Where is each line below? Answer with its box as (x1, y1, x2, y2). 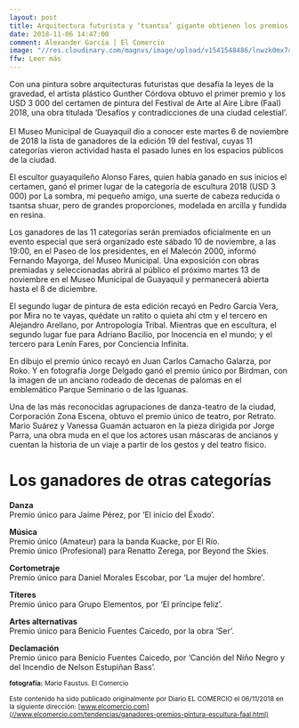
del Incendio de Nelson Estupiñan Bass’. (9, 661, 156, 672)
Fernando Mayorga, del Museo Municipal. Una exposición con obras (9, 255, 260, 265)
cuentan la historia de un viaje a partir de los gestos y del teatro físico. (9, 440, 267, 449)
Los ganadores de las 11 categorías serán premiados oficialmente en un (9, 227, 271, 237)
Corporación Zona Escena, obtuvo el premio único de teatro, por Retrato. (9, 411, 277, 421)
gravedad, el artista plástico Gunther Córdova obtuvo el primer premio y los (9, 88, 287, 99)
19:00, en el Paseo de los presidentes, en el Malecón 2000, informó (9, 246, 256, 256)
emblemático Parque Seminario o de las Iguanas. (9, 384, 189, 394)
